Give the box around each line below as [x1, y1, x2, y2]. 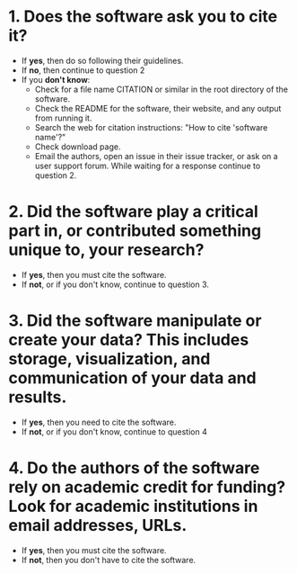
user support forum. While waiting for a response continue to [34, 160, 261, 171]
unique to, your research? [8, 240, 205, 260]
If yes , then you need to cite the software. [21, 417, 177, 427]
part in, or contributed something [8, 220, 262, 241]
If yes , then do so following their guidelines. [21, 55, 184, 66]
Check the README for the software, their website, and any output [34, 103, 282, 113]
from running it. [34, 112, 92, 123]
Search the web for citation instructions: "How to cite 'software [34, 121, 268, 132]
